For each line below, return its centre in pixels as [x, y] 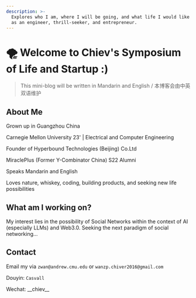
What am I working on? [49, 208]
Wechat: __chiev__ [28, 289]
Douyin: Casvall [25, 278]
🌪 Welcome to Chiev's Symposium [94, 52]
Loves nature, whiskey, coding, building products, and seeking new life [92, 183]
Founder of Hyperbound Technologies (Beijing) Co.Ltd [71, 149]
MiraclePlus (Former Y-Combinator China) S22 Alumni [71, 160]
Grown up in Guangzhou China [43, 126]
